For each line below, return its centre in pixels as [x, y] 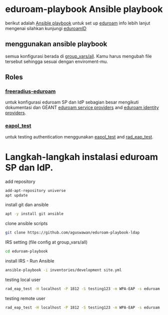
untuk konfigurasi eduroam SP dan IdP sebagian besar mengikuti [72, 102]
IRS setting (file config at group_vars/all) [46, 242]
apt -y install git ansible [34, 214]
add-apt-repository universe [35, 190]
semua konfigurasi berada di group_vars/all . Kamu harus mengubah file [78, 56]
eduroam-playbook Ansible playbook [84, 9]
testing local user [23, 279]
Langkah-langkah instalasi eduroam [82, 157]
